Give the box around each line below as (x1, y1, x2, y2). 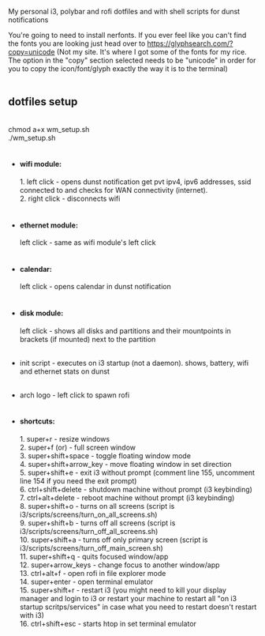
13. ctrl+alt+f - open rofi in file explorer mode (19, 568, 166, 578)
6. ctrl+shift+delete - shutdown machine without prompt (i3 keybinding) (19, 484, 252, 494)
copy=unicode (8, 47, 55, 56)
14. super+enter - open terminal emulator (19, 577, 154, 586)
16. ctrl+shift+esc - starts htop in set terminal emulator (19, 619, 197, 628)
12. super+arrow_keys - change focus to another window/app (19, 560, 220, 570)
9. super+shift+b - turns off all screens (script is (19, 517, 176, 528)
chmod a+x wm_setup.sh (8, 124, 90, 134)
